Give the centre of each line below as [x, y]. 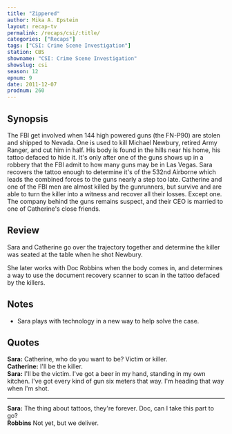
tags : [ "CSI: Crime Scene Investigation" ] [69, 46]
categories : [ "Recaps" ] [41, 39]
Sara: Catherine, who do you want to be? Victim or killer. [87, 359]
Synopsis [28, 119]
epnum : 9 [20, 78]
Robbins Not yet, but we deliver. [53, 423]
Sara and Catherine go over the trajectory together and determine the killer [114, 247]
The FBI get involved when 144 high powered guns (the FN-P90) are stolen [114, 135]
